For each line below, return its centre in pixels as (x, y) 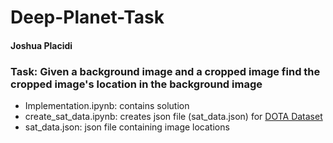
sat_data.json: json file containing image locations (127, 127)
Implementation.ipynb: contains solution (107, 106)
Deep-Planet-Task (87, 17)
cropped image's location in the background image (136, 84)
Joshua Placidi (41, 45)
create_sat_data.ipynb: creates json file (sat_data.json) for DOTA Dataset (173, 117)
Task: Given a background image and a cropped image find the (165, 71)
